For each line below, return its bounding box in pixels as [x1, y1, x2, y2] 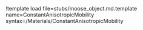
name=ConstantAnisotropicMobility [5, 11, 95, 18]
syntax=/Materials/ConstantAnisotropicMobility [5, 18, 124, 24]
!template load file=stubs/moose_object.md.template [5, 5, 138, 12]
